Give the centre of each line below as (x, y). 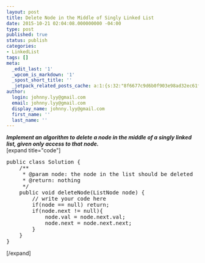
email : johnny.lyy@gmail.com (49, 103)
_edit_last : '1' (32, 69)
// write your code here (69, 199)
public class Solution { (43, 162)
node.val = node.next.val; (85, 217)
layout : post (23, 12)
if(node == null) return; (71, 205)
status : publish (27, 40)
